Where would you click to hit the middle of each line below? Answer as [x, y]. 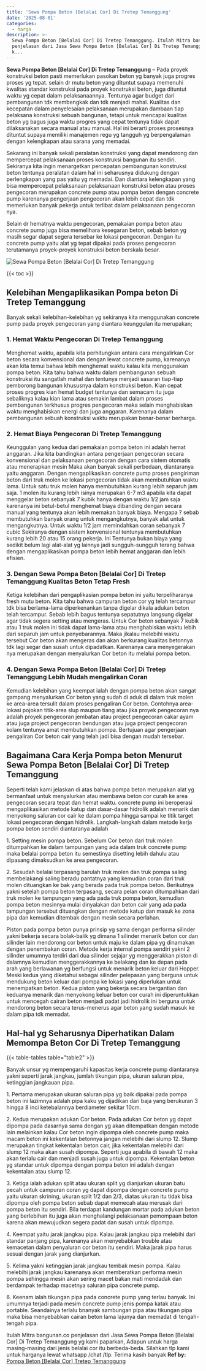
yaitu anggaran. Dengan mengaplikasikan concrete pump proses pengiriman [103, 474]
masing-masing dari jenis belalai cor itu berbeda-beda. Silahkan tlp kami [98, 1348]
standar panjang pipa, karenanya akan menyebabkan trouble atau [89, 1241]
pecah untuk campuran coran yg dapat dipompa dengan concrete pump [97, 1190]
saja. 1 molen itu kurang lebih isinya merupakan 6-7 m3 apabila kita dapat [99, 493]
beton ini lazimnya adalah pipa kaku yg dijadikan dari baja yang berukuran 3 [102, 1101]
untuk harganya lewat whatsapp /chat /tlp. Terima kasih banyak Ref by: [96, 1355]
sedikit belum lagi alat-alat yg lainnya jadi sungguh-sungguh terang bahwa [101, 545]
